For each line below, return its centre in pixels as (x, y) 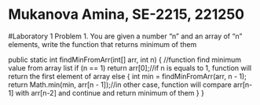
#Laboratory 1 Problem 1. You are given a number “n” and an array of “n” (125, 36)
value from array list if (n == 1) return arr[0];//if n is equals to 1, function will (130, 67)
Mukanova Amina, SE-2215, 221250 (126, 14)
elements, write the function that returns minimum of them (103, 44)
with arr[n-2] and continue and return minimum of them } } (110, 92)
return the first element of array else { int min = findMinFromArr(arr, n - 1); (128, 76)
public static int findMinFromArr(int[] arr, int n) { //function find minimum (125, 60)
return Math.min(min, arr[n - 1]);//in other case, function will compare (120, 85)
